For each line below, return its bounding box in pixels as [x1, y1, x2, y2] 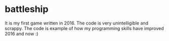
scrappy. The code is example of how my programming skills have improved [5, 25, 164, 31]
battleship [5, 3, 49, 15]
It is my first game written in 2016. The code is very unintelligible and [5, 20, 149, 26]
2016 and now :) [5, 30, 39, 36]
